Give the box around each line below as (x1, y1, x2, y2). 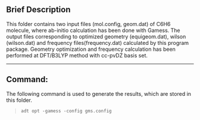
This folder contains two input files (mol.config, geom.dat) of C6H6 (6, 20, 171, 27)
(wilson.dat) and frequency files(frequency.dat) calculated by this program (6, 39, 189, 46)
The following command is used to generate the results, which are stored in (6, 90, 192, 97)
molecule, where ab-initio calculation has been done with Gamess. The (6, 27, 180, 34)
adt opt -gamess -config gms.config (20, 108, 112, 114)
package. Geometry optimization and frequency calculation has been (6, 46, 176, 53)
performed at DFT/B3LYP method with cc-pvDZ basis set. (6, 51, 148, 59)
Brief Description (6, 5, 71, 15)
